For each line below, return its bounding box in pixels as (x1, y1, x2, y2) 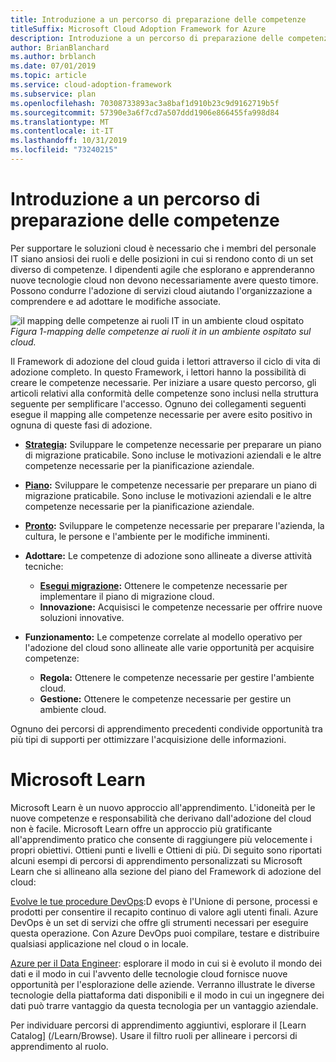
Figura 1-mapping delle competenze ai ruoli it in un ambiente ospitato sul (10, 325, 312, 337)
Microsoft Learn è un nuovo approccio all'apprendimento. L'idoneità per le (10, 801, 316, 813)
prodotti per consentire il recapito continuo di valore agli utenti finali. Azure (10, 906, 319, 918)
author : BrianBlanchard (10, 42, 110, 53)
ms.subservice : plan (10, 89, 97, 99)
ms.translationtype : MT (10, 117, 110, 127)
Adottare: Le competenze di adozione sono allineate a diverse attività (24, 549, 313, 561)
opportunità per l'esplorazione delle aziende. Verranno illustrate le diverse (10, 978, 316, 990)
